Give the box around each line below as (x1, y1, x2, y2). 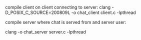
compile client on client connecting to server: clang (5, 4, 111, 10)
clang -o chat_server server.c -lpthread (5, 29, 86, 34)
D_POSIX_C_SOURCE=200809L (5, 9, 70, 15)
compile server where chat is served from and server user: (5, 19, 126, 25)
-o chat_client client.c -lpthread (71, 9, 136, 15)
